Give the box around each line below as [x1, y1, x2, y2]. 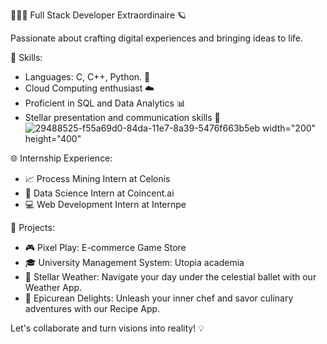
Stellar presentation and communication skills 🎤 [24, 112, 221, 123]
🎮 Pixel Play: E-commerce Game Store [24, 242, 187, 253]
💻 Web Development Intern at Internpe [24, 199, 187, 210]
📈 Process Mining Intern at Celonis [24, 173, 171, 184]
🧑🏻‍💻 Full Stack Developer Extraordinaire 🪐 [10, 9, 187, 21]
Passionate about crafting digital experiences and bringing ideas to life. [10, 32, 304, 44]
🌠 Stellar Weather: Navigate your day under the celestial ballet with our [24, 271, 317, 283]
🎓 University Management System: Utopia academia [24, 257, 245, 268]
